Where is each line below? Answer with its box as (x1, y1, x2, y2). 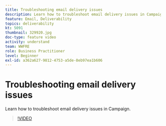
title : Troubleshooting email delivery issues (5, 7, 103, 12)
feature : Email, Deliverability (5, 16, 72, 21)
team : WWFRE (5, 44, 30, 49)
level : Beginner (5, 53, 39, 58)
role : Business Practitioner (5, 48, 65, 53)
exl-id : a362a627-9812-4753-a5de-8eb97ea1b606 (5, 58, 103, 63)
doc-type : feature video (5, 35, 56, 40)
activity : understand (5, 40, 50, 44)
